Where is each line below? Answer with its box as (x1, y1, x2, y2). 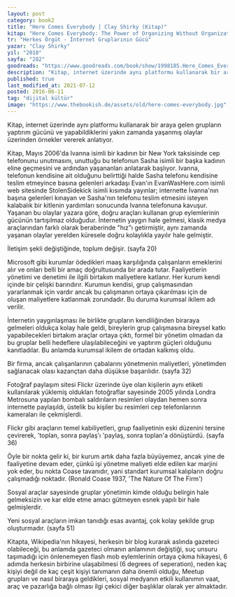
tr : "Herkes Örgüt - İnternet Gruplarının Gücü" (7, 36, 152, 43)
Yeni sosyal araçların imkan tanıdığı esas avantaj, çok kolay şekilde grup (7, 516, 215, 525)
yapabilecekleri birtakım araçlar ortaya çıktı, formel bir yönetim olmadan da (7, 330, 223, 339)
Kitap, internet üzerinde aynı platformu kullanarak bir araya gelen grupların (7, 120, 222, 129)
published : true (7, 75, 55, 83)
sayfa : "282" (7, 56, 45, 63)
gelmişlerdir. (7, 503, 43, 511)
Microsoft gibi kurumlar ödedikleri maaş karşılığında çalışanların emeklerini (7, 258, 222, 266)
